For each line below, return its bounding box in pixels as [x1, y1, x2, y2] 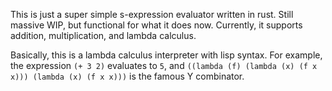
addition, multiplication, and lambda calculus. [10, 30, 197, 41]
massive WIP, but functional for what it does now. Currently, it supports [10, 19, 303, 31]
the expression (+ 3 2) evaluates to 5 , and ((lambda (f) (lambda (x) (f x [10, 60, 318, 71]
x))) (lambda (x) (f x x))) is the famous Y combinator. [10, 70, 245, 82]
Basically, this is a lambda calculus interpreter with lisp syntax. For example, [10, 49, 323, 61]
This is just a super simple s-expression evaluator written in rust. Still [10, 9, 294, 20]
